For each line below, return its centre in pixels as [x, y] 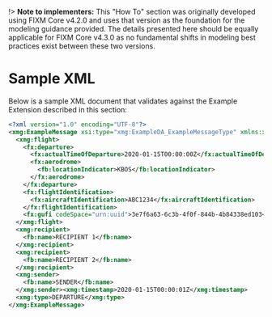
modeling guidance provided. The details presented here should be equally [134, 29]
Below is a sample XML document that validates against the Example [123, 101]
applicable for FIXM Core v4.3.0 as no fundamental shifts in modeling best [132, 37]
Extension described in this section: [68, 109]
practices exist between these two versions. [82, 46]
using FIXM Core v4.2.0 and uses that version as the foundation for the [127, 20]
